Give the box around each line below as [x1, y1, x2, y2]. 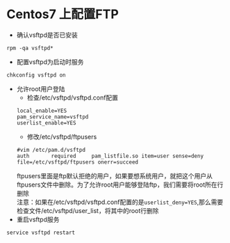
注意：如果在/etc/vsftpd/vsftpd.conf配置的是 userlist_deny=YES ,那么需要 [16, 198, 224, 206]
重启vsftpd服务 [16, 215, 60, 224]
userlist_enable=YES [16, 119, 76, 126]
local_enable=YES [16, 107, 67, 114]
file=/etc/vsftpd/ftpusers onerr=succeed [16, 158, 138, 166]
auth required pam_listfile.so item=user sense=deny [16, 152, 204, 159]
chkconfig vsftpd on [6, 71, 67, 79]
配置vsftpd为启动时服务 [16, 57, 84, 66]
